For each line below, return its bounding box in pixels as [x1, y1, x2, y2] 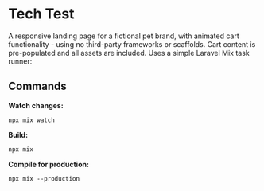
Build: [8, 130, 29, 139]
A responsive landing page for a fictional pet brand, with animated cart [8, 31, 240, 41]
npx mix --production [8, 174, 80, 183]
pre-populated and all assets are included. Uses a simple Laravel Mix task [8, 48, 250, 57]
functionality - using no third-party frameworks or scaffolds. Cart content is [8, 39, 256, 49]
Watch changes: [8, 100, 64, 110]
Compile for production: [8, 159, 90, 169]
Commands [8, 80, 68, 93]
